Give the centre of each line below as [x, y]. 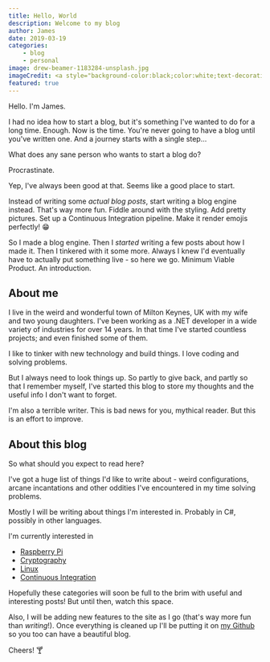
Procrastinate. [31, 170]
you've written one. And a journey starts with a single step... [108, 138]
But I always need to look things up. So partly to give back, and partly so [128, 378]
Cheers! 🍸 [26, 650]
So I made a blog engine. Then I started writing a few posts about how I [127, 242]
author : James [32, 31]
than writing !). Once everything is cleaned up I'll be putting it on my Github [131, 626]
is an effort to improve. [46, 419]
